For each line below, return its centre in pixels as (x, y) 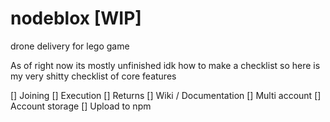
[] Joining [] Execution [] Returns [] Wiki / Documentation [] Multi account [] (166, 95)
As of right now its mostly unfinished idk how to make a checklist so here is (165, 65)
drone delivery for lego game (70, 46)
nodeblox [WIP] (76, 18)
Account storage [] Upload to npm (81, 106)
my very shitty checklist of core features (93, 76)
